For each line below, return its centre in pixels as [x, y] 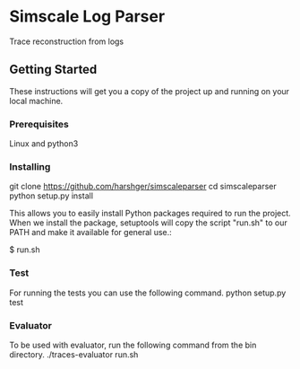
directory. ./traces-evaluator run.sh [74, 354]
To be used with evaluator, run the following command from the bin [133, 345]
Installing [30, 166]
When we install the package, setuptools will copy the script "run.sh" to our [149, 223]
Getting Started [53, 70]
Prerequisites [39, 124]
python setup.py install [51, 196]
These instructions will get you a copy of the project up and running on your [149, 91]
